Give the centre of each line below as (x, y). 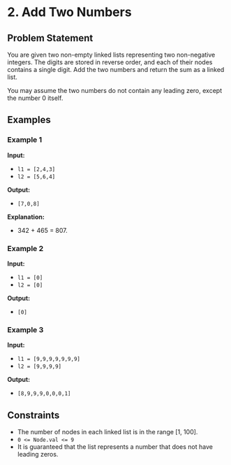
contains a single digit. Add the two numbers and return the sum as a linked (116, 70)
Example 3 (25, 329)
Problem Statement (50, 38)
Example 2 (25, 248)
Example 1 (25, 140)
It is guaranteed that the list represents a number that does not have (115, 447)
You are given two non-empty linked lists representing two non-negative (111, 55)
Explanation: (26, 217)
